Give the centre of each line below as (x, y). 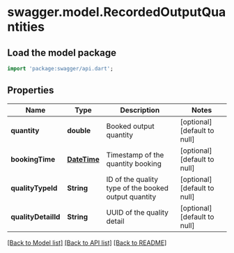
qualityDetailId (36, 217)
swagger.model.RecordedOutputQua (117, 12)
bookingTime (33, 159)
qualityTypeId (34, 187)
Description (140, 110)
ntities (26, 27)
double (79, 130)
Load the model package (62, 53)
